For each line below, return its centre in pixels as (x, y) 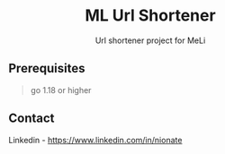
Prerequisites (47, 68)
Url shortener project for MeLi (150, 40)
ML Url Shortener (150, 16)
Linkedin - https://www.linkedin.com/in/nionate (95, 140)
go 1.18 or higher (61, 90)
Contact (31, 119)
